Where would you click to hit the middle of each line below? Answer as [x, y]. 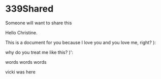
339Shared [29, 9]
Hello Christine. [21, 32]
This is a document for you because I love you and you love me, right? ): [81, 42]
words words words [26, 62]
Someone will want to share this [39, 23]
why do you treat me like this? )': [39, 52]
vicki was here [20, 72]
